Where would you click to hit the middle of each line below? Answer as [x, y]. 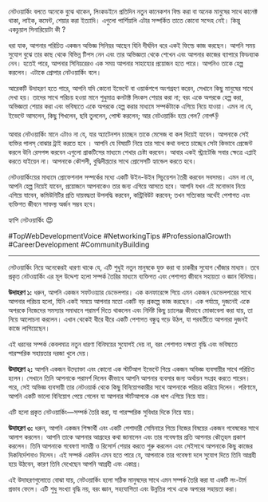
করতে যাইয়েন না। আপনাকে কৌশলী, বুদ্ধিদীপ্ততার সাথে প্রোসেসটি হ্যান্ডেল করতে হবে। [102, 161]
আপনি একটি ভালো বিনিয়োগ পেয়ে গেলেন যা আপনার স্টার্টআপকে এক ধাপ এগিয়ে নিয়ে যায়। [109, 396]
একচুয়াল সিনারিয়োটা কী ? [37, 30]
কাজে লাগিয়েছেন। [29, 328]
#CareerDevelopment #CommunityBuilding [79, 244]
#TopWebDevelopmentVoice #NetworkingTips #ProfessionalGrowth [120, 236]
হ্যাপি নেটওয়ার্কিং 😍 [31, 220]
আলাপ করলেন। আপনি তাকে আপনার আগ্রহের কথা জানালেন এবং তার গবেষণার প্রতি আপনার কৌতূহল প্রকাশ [127, 437]
